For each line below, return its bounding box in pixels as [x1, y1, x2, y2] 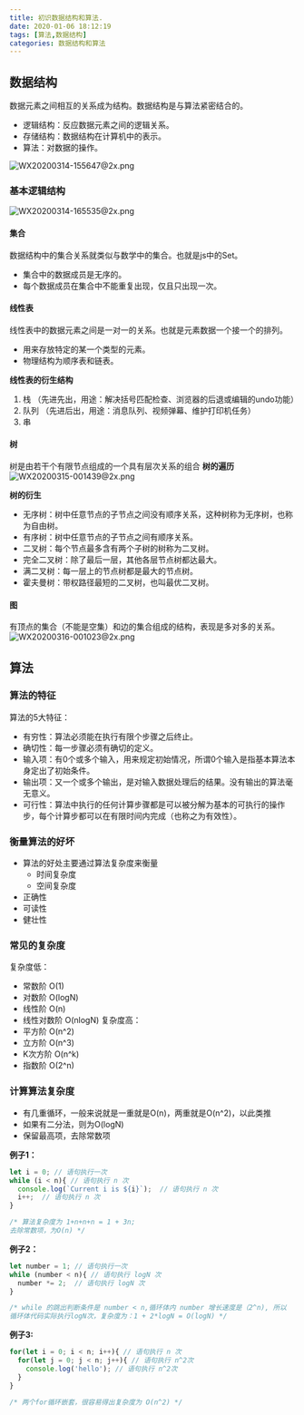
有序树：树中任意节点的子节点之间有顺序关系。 [22, 532, 198, 542]
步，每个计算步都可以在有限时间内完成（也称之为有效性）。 [22, 810, 242, 821]
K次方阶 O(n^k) [22, 1049, 80, 1059]
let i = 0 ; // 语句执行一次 [9, 1167, 107, 1176]
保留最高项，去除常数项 [22, 1130, 111, 1141]
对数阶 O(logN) [22, 992, 79, 1003]
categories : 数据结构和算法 [9, 38, 106, 48]
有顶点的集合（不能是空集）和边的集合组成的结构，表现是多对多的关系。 [9, 621, 279, 632]
